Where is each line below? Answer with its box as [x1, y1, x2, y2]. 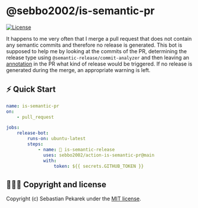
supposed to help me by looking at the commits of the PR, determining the [6, 47, 187, 54]
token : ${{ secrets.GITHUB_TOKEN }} [53, 163, 144, 169]
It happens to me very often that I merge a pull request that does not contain [6, 35, 192, 42]
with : [43, 158, 57, 164]
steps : [27, 141, 44, 147]
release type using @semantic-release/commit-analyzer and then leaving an [6, 54, 190, 61]
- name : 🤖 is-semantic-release [37, 147, 115, 152]
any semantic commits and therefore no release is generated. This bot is [6, 41, 183, 48]
